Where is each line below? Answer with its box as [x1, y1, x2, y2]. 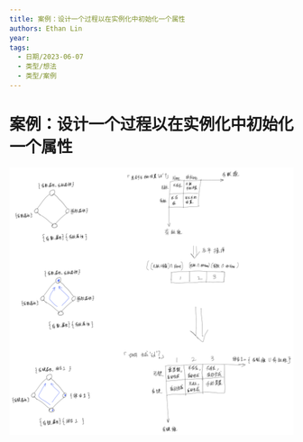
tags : [9, 43, 30, 52]
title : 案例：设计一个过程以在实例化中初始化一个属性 [9, 14, 186, 23]
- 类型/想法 [17, 62, 57, 71]
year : [9, 33, 30, 42]
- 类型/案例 [17, 72, 57, 81]
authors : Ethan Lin [9, 23, 83, 33]
